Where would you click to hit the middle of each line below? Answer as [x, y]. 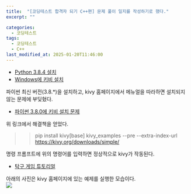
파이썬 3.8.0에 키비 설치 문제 [47, 111]
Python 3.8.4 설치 [35, 72]
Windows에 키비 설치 [39, 79]
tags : [13, 39]
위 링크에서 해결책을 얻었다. [37, 124]
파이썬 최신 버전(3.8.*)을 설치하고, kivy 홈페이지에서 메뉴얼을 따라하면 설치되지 [96, 92]
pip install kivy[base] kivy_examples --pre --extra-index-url [106, 136]
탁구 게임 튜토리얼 [35, 166]
